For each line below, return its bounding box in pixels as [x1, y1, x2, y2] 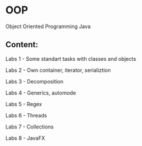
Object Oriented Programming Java [5, 23, 91, 30]
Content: [5, 40, 39, 50]
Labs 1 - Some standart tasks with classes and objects [5, 55, 137, 62]
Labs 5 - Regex [5, 100, 42, 107]
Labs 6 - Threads [5, 112, 47, 119]
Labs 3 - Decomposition [5, 78, 64, 85]
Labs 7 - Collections [5, 123, 54, 130]
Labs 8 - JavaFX [5, 134, 45, 141]
